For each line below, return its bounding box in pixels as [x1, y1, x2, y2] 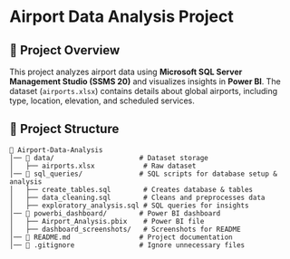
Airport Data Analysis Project [9, 6, 234, 27]
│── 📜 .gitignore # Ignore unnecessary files [9, 240, 246, 250]
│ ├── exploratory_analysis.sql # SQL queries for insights [9, 201, 249, 210]
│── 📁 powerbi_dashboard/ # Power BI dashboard [9, 208, 221, 218]
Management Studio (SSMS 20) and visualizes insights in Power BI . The [9, 76, 281, 87]
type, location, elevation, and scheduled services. [9, 95, 195, 106]
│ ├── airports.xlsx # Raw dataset [9, 161, 197, 170]
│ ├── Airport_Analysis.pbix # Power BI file [9, 216, 205, 225]
